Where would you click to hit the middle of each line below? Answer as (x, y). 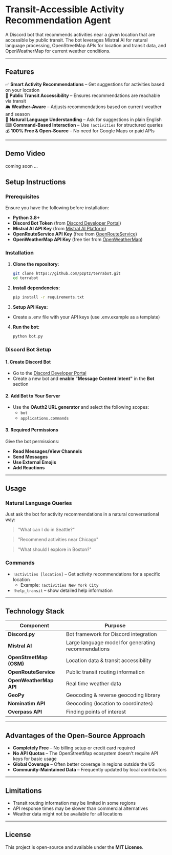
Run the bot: (26, 327)
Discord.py (21, 634)
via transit (16, 101)
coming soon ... (22, 166)
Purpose (115, 626)
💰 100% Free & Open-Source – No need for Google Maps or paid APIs (80, 131)
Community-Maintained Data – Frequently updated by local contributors (90, 770)
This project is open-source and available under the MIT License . (74, 847)
